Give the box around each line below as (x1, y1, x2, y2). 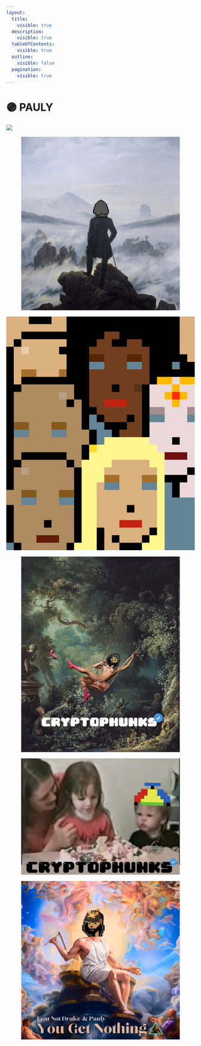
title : (11, 16, 28, 22)
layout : (6, 10, 26, 16)
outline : (11, 54, 33, 60)
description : (11, 29, 44, 35)
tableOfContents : (11, 41, 55, 47)
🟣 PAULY (6, 100, 54, 114)
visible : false (17, 60, 55, 66)
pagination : (11, 66, 42, 72)
